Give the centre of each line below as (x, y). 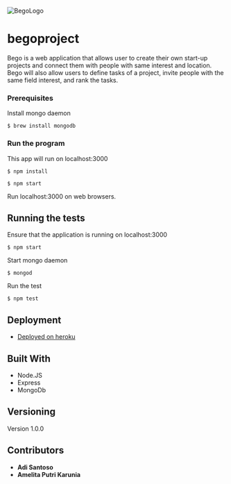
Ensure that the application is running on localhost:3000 (87, 235)
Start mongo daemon (37, 260)
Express (29, 383)
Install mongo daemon (39, 113)
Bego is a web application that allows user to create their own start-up (108, 58)
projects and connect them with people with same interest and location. (110, 65)
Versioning (31, 412)
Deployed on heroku (46, 337)
